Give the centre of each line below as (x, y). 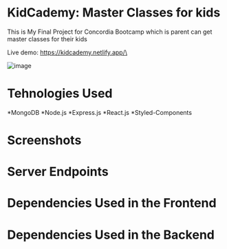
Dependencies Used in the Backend (111, 235)
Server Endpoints (58, 172)
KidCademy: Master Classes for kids (114, 13)
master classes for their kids (47, 39)
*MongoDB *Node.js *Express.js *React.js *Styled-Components (100, 112)
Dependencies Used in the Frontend (112, 203)
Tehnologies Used (60, 94)
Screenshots (44, 141)
